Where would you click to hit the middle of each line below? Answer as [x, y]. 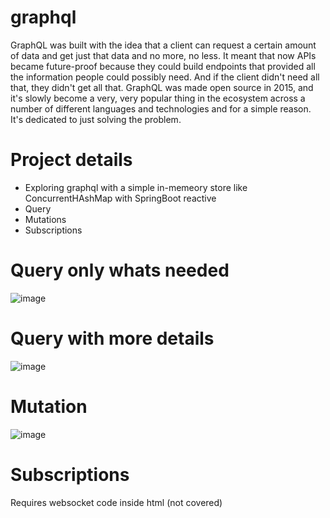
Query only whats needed [120, 270]
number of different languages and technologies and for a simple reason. [161, 108]
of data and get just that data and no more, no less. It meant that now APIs [163, 55]
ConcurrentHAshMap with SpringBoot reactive [120, 198]
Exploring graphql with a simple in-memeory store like [136, 187]
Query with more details [112, 338]
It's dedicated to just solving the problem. [96, 119]
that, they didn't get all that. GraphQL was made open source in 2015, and [162, 87]
